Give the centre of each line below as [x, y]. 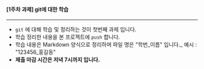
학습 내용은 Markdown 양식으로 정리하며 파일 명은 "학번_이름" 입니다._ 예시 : [106, 45]
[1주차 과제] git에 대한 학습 [37, 9]
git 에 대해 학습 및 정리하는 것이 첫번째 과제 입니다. [76, 30]
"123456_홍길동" [36, 52]
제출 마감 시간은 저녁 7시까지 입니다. [57, 60]
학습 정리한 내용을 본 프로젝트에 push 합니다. [67, 37]
